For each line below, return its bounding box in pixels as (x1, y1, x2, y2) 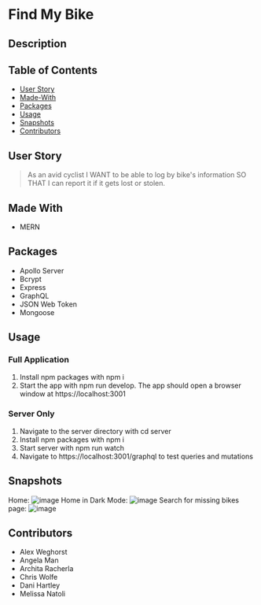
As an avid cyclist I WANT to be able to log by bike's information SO (27, 170, 247, 180)
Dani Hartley (19, 581, 61, 590)
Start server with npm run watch (19, 443, 124, 452)
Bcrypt (19, 274, 42, 284)
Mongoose (19, 307, 55, 317)
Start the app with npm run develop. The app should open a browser (19, 380, 241, 390)
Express (19, 282, 46, 292)
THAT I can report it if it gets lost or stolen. (27, 179, 165, 188)
